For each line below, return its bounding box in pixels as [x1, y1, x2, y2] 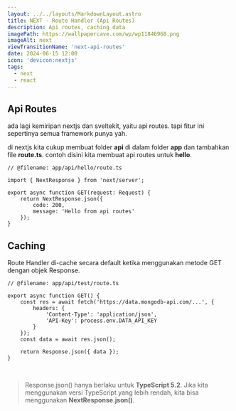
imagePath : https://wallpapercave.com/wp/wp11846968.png [7, 30, 180, 38]
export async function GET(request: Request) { [7, 189, 151, 196]
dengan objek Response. [7, 266, 80, 274]
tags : [7, 63, 23, 70]
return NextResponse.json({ [20, 196, 103, 203]
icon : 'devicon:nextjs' [7, 57, 78, 64]
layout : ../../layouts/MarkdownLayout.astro [7, 10, 141, 18]
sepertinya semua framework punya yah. [7, 129, 127, 138]
